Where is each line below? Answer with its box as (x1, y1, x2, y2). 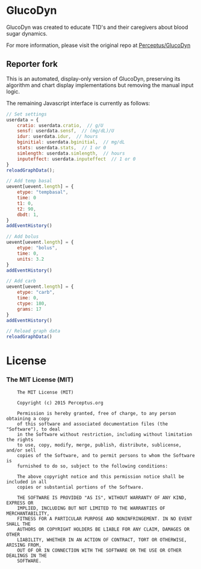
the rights (6, 437, 34, 443)
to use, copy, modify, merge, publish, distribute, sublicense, (17, 442, 182, 448)
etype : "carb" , (17, 290, 55, 296)
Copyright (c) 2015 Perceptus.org (17, 400, 104, 406)
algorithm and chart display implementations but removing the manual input (6, 81, 194, 89)
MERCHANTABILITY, (6, 510, 50, 517)
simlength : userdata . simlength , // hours (17, 150, 125, 157)
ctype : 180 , (17, 300, 47, 306)
